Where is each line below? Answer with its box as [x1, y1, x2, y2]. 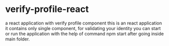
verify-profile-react [5, 3, 89, 15]
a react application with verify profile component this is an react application [5, 20, 162, 26]
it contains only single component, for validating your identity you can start [5, 25, 161, 31]
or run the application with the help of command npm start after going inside [5, 30, 164, 36]
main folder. [5, 36, 30, 42]
